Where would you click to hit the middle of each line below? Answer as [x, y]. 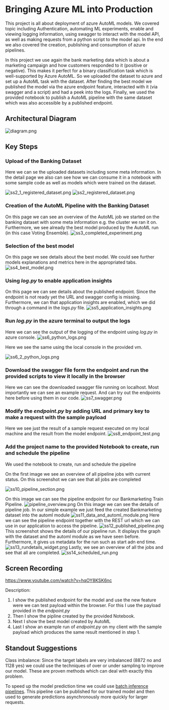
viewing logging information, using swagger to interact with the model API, [83, 34]
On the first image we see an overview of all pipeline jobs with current [78, 474]
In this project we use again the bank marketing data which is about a [77, 60]
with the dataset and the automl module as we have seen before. [72, 536]
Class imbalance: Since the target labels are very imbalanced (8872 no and [83, 661]
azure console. [21, 337]
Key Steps [21, 147]
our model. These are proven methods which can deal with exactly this [79, 671]
